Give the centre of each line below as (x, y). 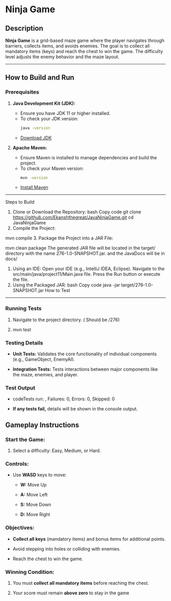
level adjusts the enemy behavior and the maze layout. (62, 57)
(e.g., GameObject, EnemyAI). (44, 359)
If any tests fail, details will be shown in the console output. (75, 409)
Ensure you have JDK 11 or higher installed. (65, 113)
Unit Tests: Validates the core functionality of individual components (84, 354)
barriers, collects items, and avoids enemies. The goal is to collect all (78, 46)
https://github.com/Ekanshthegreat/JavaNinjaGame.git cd (73, 218)
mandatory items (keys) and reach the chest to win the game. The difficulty (84, 51)
